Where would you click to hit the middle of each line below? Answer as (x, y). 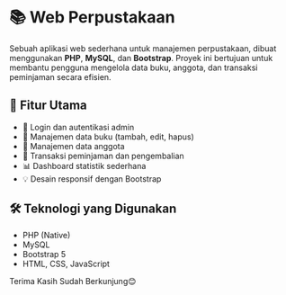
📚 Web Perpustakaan (92, 18)
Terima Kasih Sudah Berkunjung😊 (73, 281)
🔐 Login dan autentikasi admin (78, 127)
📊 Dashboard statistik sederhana (84, 165)
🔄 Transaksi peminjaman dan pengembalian (103, 156)
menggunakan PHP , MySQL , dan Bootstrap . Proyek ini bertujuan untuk (141, 58)
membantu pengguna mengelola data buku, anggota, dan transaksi (134, 67)
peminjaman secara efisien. (60, 76)
